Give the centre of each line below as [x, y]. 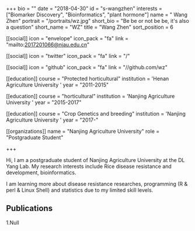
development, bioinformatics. [41, 173]
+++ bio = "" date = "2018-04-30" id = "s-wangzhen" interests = [84, 8]
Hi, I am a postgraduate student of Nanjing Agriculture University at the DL [95, 160]
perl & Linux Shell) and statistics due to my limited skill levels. [80, 190]
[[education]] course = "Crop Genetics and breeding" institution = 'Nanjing [96, 114]
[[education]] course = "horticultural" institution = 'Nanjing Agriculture [90, 96]
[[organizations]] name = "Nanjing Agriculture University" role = [83, 131]
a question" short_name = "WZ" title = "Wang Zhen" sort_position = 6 [90, 27]
